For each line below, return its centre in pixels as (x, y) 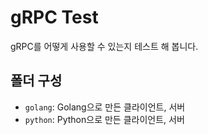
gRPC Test (54, 17)
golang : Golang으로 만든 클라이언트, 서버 (105, 107)
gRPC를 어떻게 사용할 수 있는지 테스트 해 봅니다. (104, 46)
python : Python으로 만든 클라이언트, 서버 (104, 119)
